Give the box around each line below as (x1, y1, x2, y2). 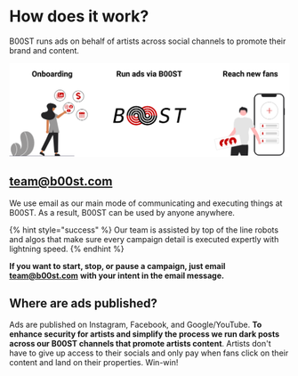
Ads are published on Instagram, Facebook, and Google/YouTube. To (9, 319, 262, 331)
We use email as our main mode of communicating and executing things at (9, 198, 283, 208)
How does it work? (9, 6, 149, 27)
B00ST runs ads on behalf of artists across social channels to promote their (9, 36, 286, 46)
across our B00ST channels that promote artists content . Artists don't (9, 339, 271, 349)
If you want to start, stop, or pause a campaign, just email (9, 260, 226, 271)
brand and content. (9, 45, 80, 55)
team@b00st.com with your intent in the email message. (9, 270, 225, 281)
